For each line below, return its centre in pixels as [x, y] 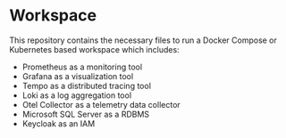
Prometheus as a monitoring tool [82, 67]
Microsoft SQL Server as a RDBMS [86, 114]
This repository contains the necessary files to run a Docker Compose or [143, 40]
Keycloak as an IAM [59, 123]
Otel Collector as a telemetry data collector [101, 104]
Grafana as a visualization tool [78, 76]
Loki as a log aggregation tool [77, 95]
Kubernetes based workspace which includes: [95, 49]
